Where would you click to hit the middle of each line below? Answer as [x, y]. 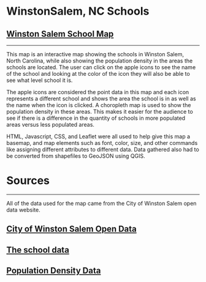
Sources [28, 181]
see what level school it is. [40, 80]
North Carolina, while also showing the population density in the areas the [100, 61]
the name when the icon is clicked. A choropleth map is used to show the [99, 105]
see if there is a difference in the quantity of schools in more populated [96, 118]
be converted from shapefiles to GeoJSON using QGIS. [76, 156]
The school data [38, 250]
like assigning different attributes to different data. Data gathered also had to [103, 149]
